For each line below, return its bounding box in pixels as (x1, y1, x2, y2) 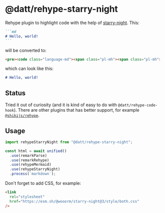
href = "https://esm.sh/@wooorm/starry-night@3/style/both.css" (9, 199, 139, 204)
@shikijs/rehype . (5, 112, 40, 119)
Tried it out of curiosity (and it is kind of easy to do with (5, 102, 117, 108)
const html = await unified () (5, 149, 67, 153)
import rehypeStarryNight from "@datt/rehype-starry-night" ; (5, 139, 133, 145)
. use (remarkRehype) (9, 157, 50, 163)
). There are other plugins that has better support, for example (14, 107, 139, 113)
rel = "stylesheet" (9, 194, 45, 199)
